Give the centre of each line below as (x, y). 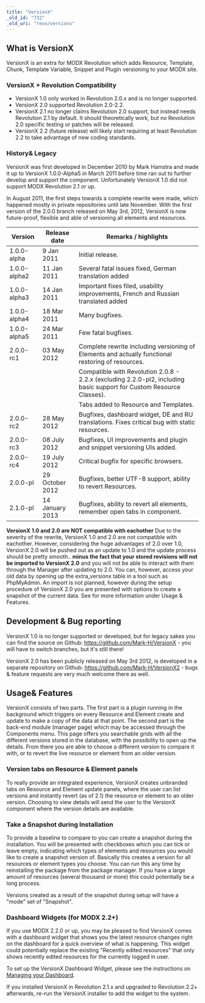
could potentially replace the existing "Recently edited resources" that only (100, 950)
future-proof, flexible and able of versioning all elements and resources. (97, 217)
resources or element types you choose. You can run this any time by (94, 864)
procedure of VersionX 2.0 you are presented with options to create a (94, 589)
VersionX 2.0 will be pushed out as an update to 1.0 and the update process (101, 550)
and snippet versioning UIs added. (128, 447)
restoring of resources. (111, 362)
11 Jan (52, 268)
